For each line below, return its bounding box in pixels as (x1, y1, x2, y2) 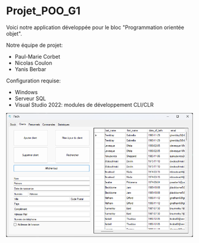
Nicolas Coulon (14, 59, 52, 66)
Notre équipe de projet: (6, 41, 63, 49)
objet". (6, 30, 23, 37)
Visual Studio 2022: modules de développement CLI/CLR (14, 101, 154, 108)
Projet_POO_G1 (6, 4, 81, 18)
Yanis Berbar (14, 65, 46, 72)
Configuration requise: (6, 77, 61, 84)
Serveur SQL (14, 95, 46, 102)
